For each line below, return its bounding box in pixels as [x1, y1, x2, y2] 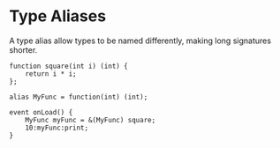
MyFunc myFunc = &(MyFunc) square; [25, 115, 156, 124]
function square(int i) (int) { [9, 62, 128, 70]
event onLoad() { [9, 107, 73, 116]
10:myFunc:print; [25, 123, 89, 132]
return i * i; [25, 69, 77, 78]
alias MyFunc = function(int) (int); [9, 92, 148, 101]
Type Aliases [9, 6, 107, 26]
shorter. [9, 44, 38, 55]
